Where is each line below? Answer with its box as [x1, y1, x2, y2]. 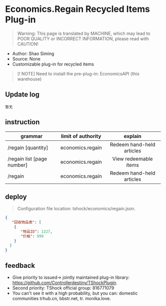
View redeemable [112, 155, 153, 162]
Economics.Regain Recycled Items [5, 3, 150, 15]
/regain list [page [7, 155, 47, 162]
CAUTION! [17, 41, 39, 47]
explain [124, 132, 142, 139]
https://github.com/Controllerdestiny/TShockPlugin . [12, 280, 118, 286]
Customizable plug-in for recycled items [12, 61, 94, 67]
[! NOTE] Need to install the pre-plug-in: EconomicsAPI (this [17, 70, 140, 76]
